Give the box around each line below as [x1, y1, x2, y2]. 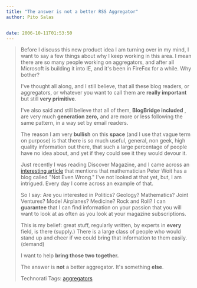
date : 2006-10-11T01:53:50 [6, 30, 73, 36]
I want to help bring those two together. [20, 252, 119, 259]
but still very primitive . [20, 95, 77, 102]
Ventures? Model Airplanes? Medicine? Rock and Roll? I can [20, 198, 166, 205]
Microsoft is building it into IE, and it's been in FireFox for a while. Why [20, 65, 192, 72]
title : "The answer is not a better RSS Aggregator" [6, 8, 139, 15]
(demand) [20, 241, 45, 248]
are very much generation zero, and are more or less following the [20, 113, 183, 120]
